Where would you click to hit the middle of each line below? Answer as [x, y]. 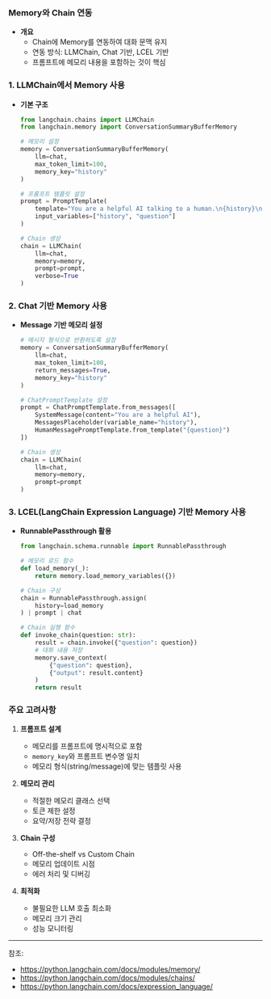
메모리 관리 [37, 784]
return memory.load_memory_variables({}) [105, 575]
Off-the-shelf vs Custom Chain [83, 854]
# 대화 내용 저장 [59, 650]
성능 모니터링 [53, 929]
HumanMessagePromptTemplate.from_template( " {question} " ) [133, 430]
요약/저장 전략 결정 [61, 821]
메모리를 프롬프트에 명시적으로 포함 [87, 746]
